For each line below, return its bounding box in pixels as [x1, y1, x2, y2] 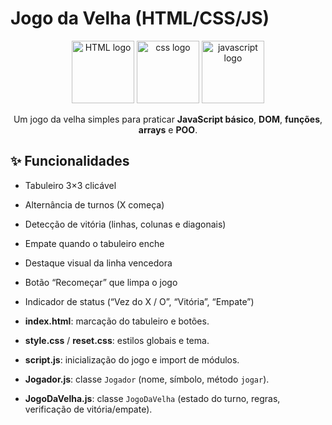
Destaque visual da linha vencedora [24, 257, 173, 269]
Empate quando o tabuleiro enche [24, 237, 165, 249]
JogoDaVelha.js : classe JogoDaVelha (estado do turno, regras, [24, 392, 281, 404]
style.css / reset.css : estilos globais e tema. [24, 334, 210, 346]
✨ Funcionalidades [10, 153, 130, 170]
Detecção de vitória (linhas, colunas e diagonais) [24, 218, 227, 230]
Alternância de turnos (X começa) [24, 198, 165, 211]
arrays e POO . [138, 123, 198, 136]
